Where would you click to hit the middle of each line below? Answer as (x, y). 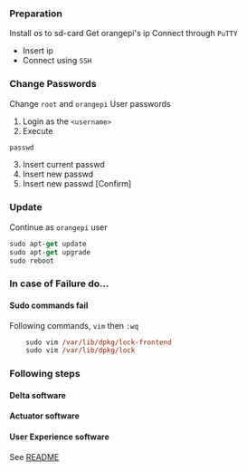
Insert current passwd (64, 165)
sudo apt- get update (48, 244)
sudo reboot (32, 261)
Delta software (38, 395)
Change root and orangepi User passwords (90, 103)
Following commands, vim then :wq (74, 325)
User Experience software (60, 437)
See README (34, 457)
